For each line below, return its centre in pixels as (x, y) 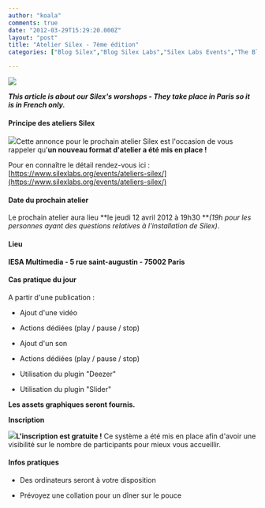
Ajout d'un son (43, 343)
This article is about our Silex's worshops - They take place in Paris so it (129, 96)
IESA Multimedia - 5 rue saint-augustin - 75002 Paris (97, 262)
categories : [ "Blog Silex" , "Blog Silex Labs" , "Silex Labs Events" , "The (128, 52)
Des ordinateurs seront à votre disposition (88, 480)
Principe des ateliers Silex (52, 122)
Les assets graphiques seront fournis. (72, 405)
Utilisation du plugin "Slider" (65, 389)
